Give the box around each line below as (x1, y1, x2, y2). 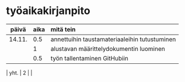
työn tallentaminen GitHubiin (50, 54, 128, 62)
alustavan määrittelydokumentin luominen (50, 45, 165, 53)
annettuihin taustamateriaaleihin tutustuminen (50, 35, 176, 43)
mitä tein (50, 25, 76, 33)
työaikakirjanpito (6, 4, 90, 18)
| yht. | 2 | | (6, 69, 33, 76)
